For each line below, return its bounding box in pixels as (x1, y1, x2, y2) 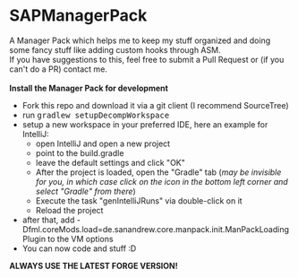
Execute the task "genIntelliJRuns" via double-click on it (35, 195, 243, 206)
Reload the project (35, 204, 104, 215)
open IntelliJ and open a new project (35, 138, 171, 149)
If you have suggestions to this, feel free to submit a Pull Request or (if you (9, 54, 285, 65)
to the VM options (47, 233, 114, 244)
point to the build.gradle (35, 147, 124, 158)
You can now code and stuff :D (21, 243, 137, 254)
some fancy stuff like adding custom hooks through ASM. (9, 44, 221, 55)
